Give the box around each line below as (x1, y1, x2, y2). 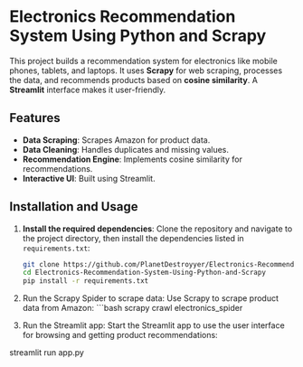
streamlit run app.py (9, 347, 84, 358)
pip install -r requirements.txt (22, 277, 149, 286)
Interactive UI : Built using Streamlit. (22, 173, 156, 183)
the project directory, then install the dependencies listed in (22, 232, 244, 243)
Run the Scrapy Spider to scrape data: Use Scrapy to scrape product (22, 293, 279, 304)
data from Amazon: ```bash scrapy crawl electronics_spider (22, 303, 243, 314)
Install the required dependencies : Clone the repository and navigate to (22, 223, 293, 234)
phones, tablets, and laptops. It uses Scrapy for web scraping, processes (9, 65, 283, 76)
